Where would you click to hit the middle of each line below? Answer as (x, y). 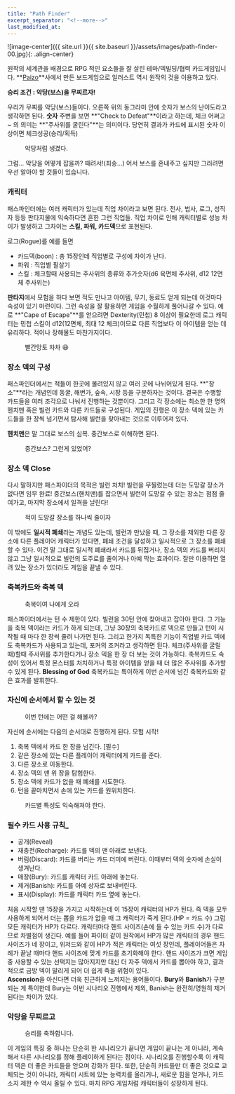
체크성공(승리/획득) (52, 133)
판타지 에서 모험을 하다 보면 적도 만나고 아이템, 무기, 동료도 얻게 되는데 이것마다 (115, 297)
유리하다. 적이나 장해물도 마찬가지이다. (60, 332)
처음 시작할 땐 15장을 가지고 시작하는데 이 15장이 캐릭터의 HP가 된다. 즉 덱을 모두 (117, 910)
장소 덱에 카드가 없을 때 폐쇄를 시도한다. (72, 781)
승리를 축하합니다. (49, 1033)
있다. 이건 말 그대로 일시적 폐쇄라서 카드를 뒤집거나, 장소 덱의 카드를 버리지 (124, 550)
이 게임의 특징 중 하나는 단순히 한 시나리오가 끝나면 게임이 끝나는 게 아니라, (109, 1048)
